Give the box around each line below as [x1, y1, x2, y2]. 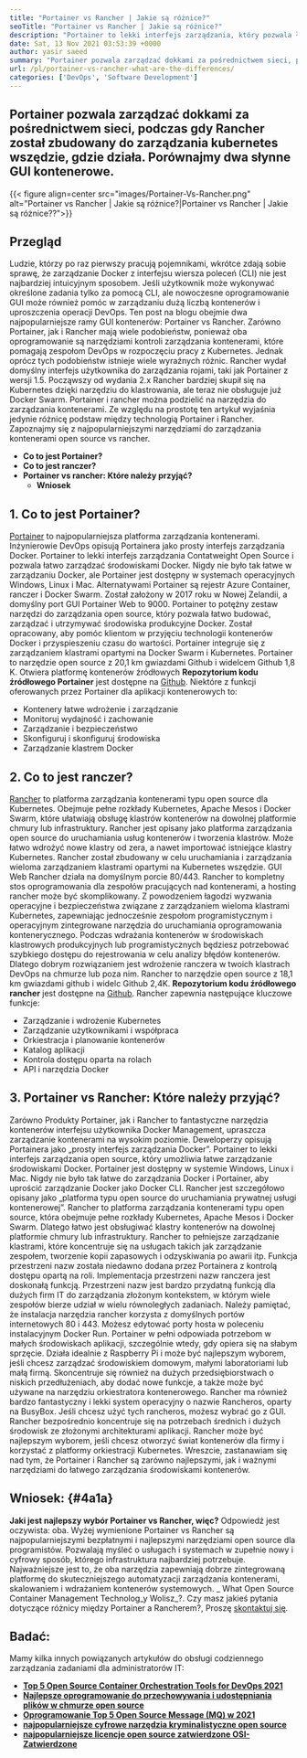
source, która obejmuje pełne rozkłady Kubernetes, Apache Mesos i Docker [9, 1211, 294, 1222]
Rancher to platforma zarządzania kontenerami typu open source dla [9, 794, 269, 804]
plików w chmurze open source [22, 1699, 144, 1710]
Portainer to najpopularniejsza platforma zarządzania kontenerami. [9, 531, 260, 542]
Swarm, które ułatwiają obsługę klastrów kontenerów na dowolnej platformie [9, 813, 297, 824]
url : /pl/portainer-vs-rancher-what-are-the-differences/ [9, 65, 235, 74]
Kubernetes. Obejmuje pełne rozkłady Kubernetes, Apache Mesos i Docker [9, 804, 291, 814]
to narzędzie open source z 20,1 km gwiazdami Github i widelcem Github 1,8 [9, 657, 295, 668]
